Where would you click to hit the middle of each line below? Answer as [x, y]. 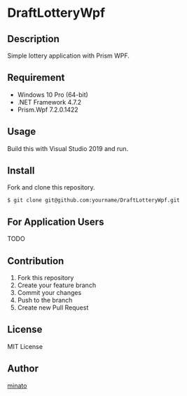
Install [21, 171]
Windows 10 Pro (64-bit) [53, 94]
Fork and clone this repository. [51, 187]
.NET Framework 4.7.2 [49, 102]
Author [23, 369]
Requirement [36, 78]
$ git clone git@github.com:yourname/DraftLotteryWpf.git [93, 200]
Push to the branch [45, 301]
